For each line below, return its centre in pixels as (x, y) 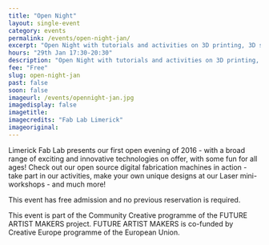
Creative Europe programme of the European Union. (94, 232)
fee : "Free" (28, 68)
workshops (27, 184)
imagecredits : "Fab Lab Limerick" (66, 120)
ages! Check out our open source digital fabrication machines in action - (128, 167)
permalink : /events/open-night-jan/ (69, 38)
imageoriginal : (34, 127)
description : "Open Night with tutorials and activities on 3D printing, (134, 61)
